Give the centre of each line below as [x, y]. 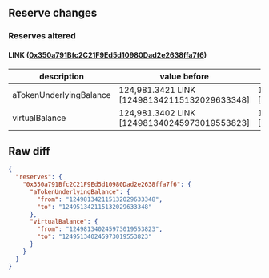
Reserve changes [53, 13]
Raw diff [29, 151]
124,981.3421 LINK [157, 90]
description [61, 76]
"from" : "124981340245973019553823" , [100, 229]
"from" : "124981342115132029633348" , [100, 199]
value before [185, 76]
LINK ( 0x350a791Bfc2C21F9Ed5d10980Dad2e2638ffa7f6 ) [108, 54]
